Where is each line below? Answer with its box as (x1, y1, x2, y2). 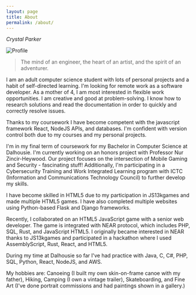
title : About (6, 14, 38, 20)
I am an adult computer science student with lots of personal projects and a (6, 76, 190, 83)
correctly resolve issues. (6, 107, 66, 115)
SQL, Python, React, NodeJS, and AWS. (6, 258, 102, 266)
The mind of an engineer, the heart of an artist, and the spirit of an (20, 58, 181, 65)
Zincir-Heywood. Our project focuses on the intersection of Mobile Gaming (6, 155, 188, 163)
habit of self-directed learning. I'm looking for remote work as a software (6, 82, 182, 90)
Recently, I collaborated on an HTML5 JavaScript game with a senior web (6, 216, 184, 223)
